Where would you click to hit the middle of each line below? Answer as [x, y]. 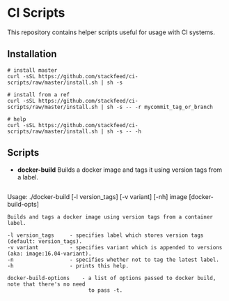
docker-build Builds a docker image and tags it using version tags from [120, 170]
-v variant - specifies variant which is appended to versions [115, 247]
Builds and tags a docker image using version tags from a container [110, 217]
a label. [28, 177]
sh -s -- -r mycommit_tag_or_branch [160, 107]
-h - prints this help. [68, 266]
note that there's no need [46, 284]
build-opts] [23, 204]
